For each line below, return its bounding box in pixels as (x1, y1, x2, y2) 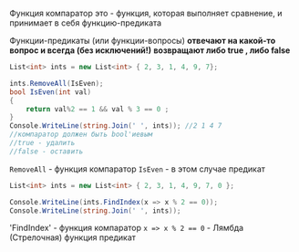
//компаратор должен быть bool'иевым (9, 130, 153, 140)
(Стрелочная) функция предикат (9, 232, 137, 243)
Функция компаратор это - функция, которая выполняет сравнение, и (9, 8, 283, 18)
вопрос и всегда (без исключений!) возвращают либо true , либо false (9, 45, 291, 56)
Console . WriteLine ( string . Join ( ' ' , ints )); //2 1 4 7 (9, 121, 222, 131)
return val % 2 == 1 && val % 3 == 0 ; (26, 104, 170, 113)
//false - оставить (9, 146, 84, 156)
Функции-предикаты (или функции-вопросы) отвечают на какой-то (9, 36, 276, 46)
